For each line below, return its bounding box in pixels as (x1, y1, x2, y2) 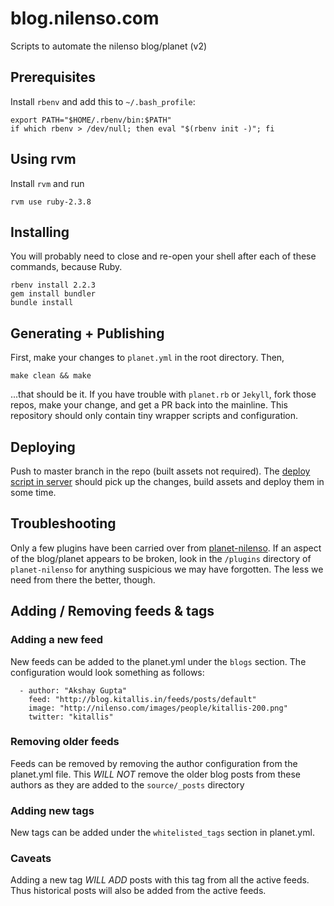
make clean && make (10, 371, 92, 381)
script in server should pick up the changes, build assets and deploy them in (10, 476, 325, 487)
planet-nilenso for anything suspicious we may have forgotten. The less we (10, 563, 324, 575)
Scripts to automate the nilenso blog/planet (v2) (10, 40, 208, 52)
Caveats (10, 852, 52, 866)
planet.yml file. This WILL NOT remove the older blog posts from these (10, 768, 301, 780)
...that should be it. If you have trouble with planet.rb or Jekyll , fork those (10, 388, 317, 401)
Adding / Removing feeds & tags (10, 603, 215, 620)
